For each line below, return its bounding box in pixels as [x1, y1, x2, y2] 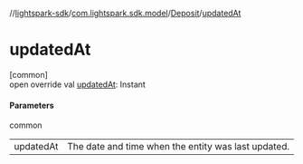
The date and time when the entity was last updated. [67, 140, 290, 153]
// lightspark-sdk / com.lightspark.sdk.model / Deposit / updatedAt [9, 8, 241, 18]
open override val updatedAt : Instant [9, 79, 147, 90]
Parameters [9, 100, 54, 111]
